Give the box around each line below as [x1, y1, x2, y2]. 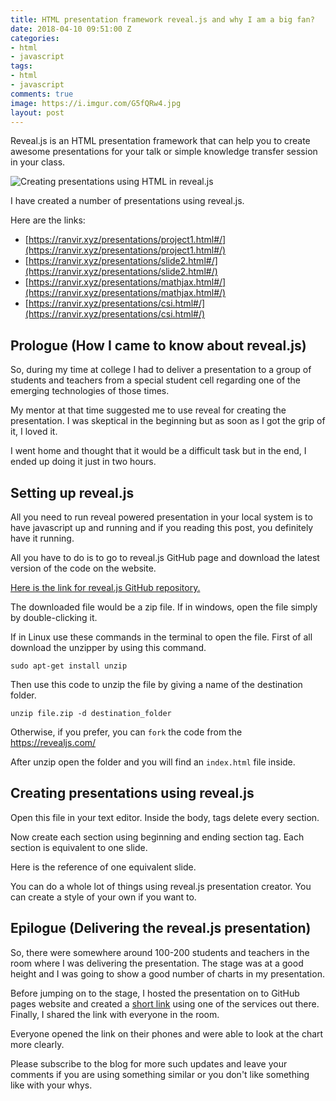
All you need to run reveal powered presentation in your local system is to [10, 511, 313, 523]
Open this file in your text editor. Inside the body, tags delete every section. [10, 811, 320, 823]
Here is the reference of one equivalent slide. [10, 861, 197, 873]
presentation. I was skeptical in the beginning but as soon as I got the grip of [10, 415, 326, 427]
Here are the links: [10, 214, 86, 226]
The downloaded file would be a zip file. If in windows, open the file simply [10, 601, 318, 613]
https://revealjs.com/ [10, 737, 97, 748]
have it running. [10, 532, 75, 544]
